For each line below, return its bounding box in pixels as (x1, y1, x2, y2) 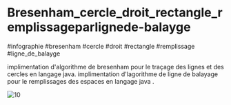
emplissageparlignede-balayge (7, 19, 191, 35)
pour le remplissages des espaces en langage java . (7, 77, 154, 85)
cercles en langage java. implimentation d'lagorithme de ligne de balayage (7, 70, 219, 78)
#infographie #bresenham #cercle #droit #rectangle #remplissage (7, 42, 195, 50)
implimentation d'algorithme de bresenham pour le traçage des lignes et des (7, 62, 224, 71)
